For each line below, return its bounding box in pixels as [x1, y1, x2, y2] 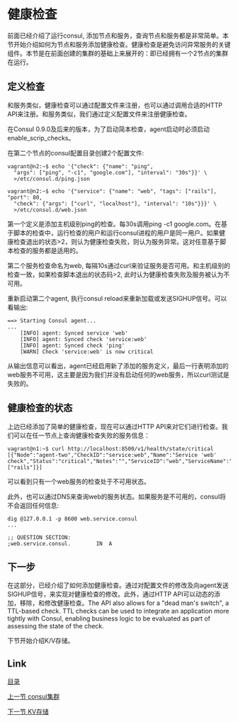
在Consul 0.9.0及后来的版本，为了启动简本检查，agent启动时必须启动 [7, 125, 210, 133]
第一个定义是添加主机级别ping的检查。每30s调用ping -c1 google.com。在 [7, 219, 222, 228]
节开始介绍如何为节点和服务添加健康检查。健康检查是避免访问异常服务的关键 [7, 40, 231, 48]
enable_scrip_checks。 [7, 133, 75, 142]
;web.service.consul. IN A [7, 540, 113, 547]
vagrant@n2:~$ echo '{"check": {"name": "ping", [7, 162, 154, 170]
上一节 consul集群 [7, 692, 60, 701]
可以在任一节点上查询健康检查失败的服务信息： [13, 431, 150, 440]
